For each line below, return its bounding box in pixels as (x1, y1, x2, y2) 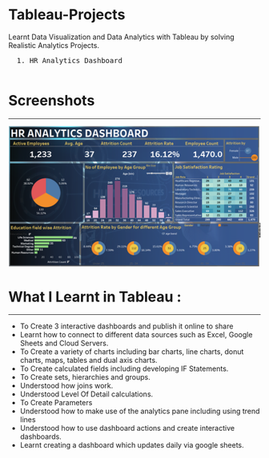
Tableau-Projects (8, 6, 126, 24)
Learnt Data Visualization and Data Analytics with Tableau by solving (8, 32, 235, 42)
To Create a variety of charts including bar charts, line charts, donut (19, 347, 244, 356)
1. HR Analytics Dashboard (16, 56, 122, 65)
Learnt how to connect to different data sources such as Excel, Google (19, 330, 253, 340)
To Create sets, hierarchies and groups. (19, 372, 151, 382)
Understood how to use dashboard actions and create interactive (19, 424, 235, 433)
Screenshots (8, 92, 95, 110)
